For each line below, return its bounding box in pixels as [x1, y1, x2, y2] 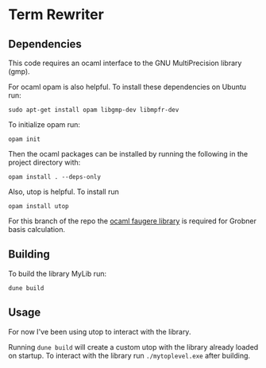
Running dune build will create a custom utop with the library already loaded [8, 342, 259, 351]
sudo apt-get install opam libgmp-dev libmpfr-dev [8, 106, 179, 114]
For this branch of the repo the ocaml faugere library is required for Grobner [8, 216, 256, 226]
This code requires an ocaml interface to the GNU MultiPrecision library [8, 58, 242, 68]
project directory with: [8, 157, 81, 167]
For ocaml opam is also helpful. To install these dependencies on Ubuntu [8, 82, 247, 91]
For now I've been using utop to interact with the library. [8, 327, 191, 336]
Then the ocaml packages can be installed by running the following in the [8, 149, 249, 158]
